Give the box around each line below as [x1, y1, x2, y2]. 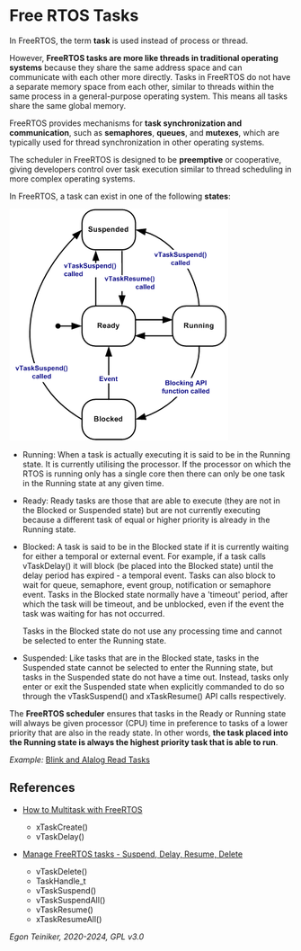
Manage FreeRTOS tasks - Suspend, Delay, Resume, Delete [22, 849, 243, 859]
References [9, 780, 75, 795]
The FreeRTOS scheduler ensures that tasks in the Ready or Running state [9, 707, 287, 719]
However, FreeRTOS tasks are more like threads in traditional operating [9, 52, 279, 63]
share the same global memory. [9, 100, 127, 111]
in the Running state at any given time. [22, 477, 164, 488]
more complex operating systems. [9, 173, 136, 184]
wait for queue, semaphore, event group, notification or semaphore [22, 579, 271, 590]
